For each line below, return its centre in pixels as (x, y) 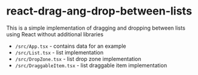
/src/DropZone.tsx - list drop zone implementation (78, 59)
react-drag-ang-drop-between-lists (99, 11)
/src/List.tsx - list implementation (59, 52)
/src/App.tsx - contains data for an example (70, 46)
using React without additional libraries (55, 34)
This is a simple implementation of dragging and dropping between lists (96, 28)
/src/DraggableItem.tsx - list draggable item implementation (91, 65)
